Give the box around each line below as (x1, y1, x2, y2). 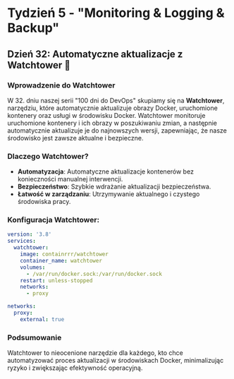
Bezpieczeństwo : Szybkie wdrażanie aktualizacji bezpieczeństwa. (17, 182, 211, 191)
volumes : (20, 263, 46, 271)
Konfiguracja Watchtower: (7, 215, 100, 225)
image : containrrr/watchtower (20, 251, 109, 258)
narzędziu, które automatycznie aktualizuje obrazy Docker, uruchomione (7, 104, 218, 112)
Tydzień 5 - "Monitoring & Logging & (7, 5, 225, 21)
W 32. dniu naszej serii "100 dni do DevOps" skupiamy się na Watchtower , (7, 96, 225, 104)
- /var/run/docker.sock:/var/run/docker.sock (25, 270, 162, 277)
